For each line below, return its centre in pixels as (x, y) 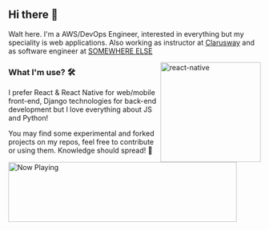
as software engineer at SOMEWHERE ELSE (80, 51)
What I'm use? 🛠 (42, 72)
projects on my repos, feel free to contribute (81, 142)
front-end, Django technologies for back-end (82, 101)
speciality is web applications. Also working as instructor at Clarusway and (131, 42)
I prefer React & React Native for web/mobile (82, 93)
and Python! (28, 118)
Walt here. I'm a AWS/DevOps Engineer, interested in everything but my (126, 34)
